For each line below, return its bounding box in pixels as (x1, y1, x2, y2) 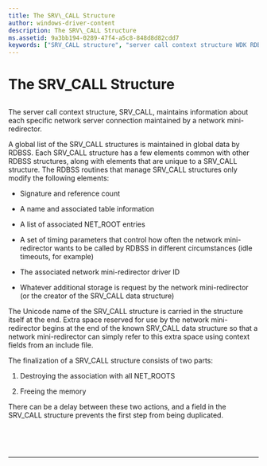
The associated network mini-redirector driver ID (19, 267, 180, 277)
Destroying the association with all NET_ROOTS (19, 371, 176, 380)
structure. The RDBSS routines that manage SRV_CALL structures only (8, 165, 238, 174)
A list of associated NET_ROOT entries (19, 219, 145, 229)
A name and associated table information (19, 204, 155, 213)
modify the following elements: (8, 173, 110, 183)
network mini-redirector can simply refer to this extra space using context (8, 332, 250, 341)
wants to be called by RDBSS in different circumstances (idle (54, 243, 253, 253)
